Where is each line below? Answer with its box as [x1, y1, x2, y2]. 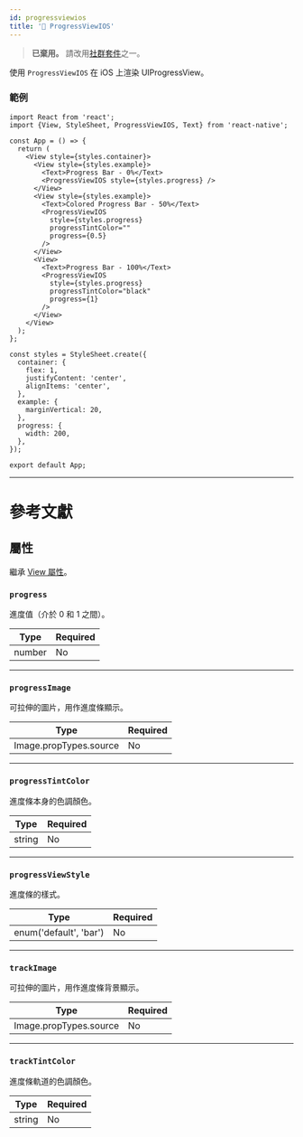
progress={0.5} [49, 231, 106, 240]
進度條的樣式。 [9, 888, 65, 899]
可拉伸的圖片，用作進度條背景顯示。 [9, 982, 144, 993]
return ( [17, 144, 50, 154]
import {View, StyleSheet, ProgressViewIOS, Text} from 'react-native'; [9, 120, 289, 129]
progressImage [9, 683, 71, 693]
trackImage [9, 963, 57, 973]
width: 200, [25, 428, 70, 438]
